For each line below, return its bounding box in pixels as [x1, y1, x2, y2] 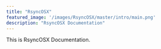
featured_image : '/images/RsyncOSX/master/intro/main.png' [6, 14, 156, 20]
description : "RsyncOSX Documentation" [6, 20, 106, 26]
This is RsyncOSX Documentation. [6, 36, 91, 44]
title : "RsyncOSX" [6, 8, 52, 15]
